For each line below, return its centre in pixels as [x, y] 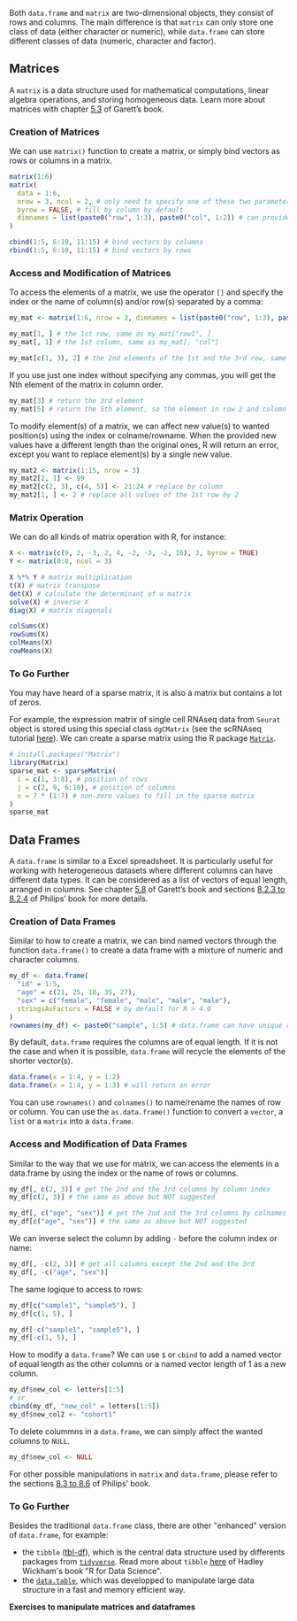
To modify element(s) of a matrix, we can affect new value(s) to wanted [139, 426]
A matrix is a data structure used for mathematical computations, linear [139, 90]
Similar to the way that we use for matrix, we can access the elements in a [144, 1163]
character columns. [45, 960]
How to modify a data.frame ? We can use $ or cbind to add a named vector [145, 1355]
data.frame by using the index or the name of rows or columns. [124, 1173]
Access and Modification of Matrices [90, 273]
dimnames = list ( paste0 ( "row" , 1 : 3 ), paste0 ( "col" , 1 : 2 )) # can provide [154, 218]
